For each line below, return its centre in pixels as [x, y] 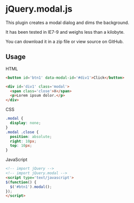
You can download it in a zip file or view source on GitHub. [65, 41]
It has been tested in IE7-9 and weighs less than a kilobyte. [65, 32]
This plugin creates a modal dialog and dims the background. [67, 23]
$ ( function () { [21, 182]
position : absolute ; [31, 136]
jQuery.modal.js [39, 9]
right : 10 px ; [23, 141]
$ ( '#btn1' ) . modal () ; [31, 187]
